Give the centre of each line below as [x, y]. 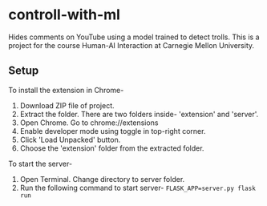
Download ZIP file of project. [67, 105]
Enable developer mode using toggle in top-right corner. [113, 131]
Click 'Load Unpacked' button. [70, 139]
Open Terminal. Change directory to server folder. [102, 179]
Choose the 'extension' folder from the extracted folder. [112, 148]
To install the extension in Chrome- [66, 90]
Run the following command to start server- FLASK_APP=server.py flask [138, 188]
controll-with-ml [64, 15]
